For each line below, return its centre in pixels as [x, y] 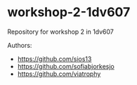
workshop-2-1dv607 [69, 12]
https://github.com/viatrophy [59, 74]
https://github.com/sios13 [54, 59]
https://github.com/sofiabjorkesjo [66, 66]
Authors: [20, 45]
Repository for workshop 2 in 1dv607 [61, 32]
